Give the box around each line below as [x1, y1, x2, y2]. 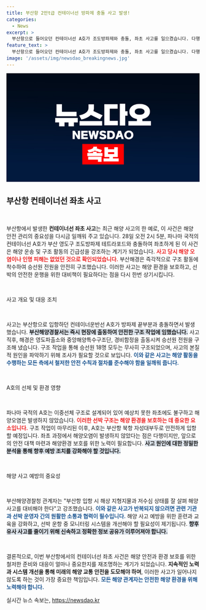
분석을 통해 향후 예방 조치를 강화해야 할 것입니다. [6, 447, 121, 455]
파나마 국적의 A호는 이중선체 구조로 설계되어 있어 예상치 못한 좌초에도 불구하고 [6, 409, 193, 417]
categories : [6, 16, 37, 23]
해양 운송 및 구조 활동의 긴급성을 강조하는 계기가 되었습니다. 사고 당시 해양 [12, 248, 189, 255]
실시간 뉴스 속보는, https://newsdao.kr [6, 596, 100, 604]
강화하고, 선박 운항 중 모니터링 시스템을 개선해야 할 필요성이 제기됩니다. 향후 [17, 520, 199, 528]
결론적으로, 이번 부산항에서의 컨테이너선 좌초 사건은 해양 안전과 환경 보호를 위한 [6, 553, 196, 560]
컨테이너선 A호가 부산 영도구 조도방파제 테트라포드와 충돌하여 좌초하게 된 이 [6, 240, 187, 248]
